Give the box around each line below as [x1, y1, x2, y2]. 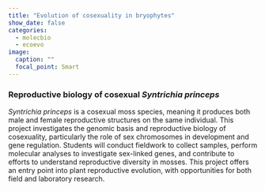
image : [8, 48, 30, 56]
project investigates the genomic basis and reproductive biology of [8, 124, 227, 133]
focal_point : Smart [15, 63, 80, 71]
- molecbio [15, 33, 51, 42]
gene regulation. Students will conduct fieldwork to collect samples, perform [8, 140, 258, 150]
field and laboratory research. [8, 174, 105, 184]
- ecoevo [15, 41, 44, 49]
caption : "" [15, 56, 55, 64]
